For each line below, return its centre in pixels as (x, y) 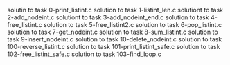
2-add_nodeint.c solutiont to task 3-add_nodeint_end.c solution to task (108, 17)
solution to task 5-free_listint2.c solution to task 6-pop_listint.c (133, 25)
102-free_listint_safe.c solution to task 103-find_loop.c (84, 54)
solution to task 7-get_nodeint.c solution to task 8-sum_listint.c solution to (113, 32)
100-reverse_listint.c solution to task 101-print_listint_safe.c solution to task (114, 47)
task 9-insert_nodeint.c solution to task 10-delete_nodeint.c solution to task (115, 39)
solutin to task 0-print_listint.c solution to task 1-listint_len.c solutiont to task (115, 10)
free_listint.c (25, 25)
